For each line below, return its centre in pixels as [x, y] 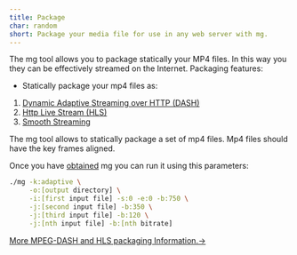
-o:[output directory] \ [75, 191]
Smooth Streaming [56, 122]
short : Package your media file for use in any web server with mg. [139, 34]
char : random [33, 26]
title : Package [37, 17]
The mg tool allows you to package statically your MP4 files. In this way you [148, 60]
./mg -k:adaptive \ [45, 182]
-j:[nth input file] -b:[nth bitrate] [101, 223]
